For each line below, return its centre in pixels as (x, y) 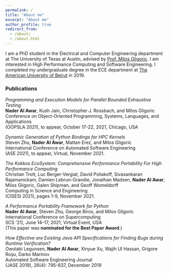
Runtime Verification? (28, 243)
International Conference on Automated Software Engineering (70, 148)
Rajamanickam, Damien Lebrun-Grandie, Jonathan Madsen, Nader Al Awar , (85, 180)
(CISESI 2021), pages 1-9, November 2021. (50, 196)
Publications (21, 88)
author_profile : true (28, 24)
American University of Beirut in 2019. (45, 75)
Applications (18, 122)
